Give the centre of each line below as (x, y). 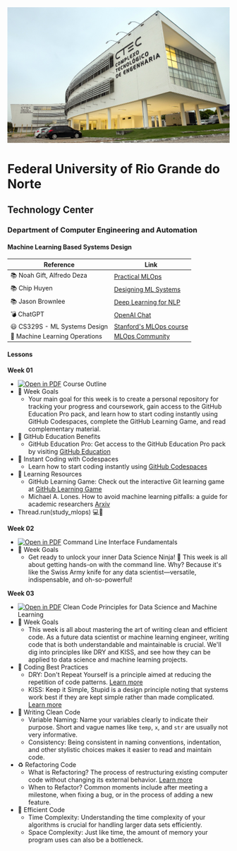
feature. (39, 802)
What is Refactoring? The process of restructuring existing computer (128, 773)
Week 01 (20, 370)
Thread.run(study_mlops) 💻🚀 (60, 512)
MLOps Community (142, 336)
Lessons (20, 354)
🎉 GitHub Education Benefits (59, 437)
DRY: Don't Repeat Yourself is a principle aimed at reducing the (120, 675)
